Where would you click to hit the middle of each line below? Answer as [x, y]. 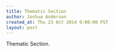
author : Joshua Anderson [36, 17]
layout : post [22, 27]
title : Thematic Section [36, 11]
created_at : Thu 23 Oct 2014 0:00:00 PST [57, 22]
